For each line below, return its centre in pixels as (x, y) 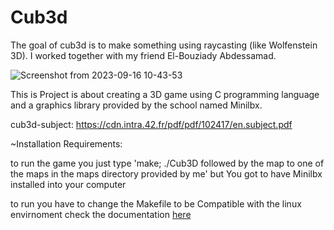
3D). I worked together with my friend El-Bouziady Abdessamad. (143, 55)
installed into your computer (68, 184)
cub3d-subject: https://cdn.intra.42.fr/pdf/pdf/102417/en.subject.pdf (151, 124)
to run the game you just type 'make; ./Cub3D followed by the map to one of (167, 163)
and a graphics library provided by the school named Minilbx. (136, 105)
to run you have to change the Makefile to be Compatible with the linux (156, 203)
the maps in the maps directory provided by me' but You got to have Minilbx (166, 173)
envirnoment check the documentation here (101, 214)
